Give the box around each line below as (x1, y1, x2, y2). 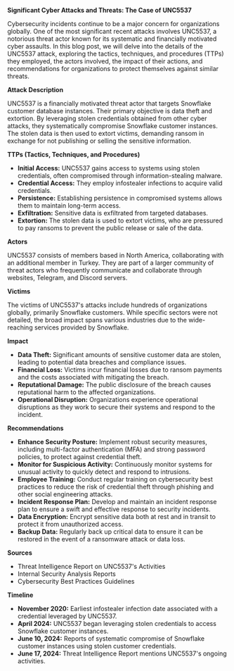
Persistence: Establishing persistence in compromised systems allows (17, 194, 223, 202)
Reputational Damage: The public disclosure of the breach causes (17, 380, 212, 389)
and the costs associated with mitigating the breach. (17, 373, 169, 381)
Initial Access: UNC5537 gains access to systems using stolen (17, 164, 200, 172)
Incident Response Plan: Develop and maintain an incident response (17, 498, 217, 506)
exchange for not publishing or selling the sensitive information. (7, 137, 192, 145)
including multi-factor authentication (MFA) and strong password (17, 445, 206, 453)
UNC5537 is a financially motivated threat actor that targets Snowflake (7, 99, 212, 108)
